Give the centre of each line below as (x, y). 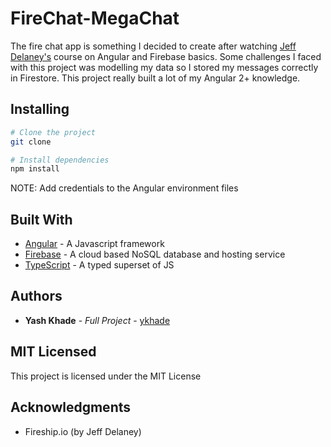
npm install (35, 169)
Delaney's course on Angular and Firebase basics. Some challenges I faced (166, 56)
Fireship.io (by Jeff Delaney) (83, 431)
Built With (41, 219)
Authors (36, 296)
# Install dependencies (60, 160)
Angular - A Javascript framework (94, 244)
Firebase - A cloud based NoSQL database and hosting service (155, 254)
